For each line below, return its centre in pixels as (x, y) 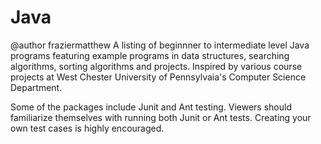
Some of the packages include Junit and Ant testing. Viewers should (151, 107)
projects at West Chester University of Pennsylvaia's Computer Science (158, 77)
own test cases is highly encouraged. (87, 128)
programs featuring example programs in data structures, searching (150, 55)
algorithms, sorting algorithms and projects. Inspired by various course (156, 66)
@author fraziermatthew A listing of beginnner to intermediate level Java (160, 45)
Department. (36, 87)
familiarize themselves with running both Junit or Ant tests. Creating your (161, 117)
